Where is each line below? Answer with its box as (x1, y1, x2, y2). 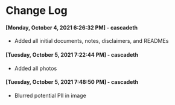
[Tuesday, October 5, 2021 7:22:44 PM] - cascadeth (5, 51, 139, 58)
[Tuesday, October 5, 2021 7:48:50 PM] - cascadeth (5, 78, 139, 86)
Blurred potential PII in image (14, 92, 87, 99)
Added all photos (14, 65, 57, 72)
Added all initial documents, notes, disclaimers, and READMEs (14, 37, 169, 45)
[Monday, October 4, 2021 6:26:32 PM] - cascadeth (5, 24, 138, 31)
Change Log (5, 4, 68, 17)
